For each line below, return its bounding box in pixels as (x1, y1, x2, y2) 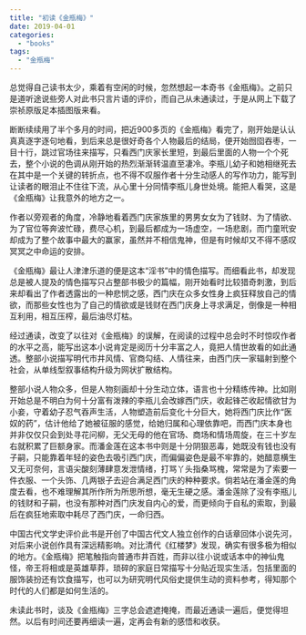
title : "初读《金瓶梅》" (9, 13, 94, 23)
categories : (9, 30, 55, 39)
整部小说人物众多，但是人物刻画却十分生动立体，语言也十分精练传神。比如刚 (9, 384, 297, 394)
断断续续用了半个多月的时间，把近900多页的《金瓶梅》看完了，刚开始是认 (9, 124, 289, 135)
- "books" (17, 38, 55, 48)
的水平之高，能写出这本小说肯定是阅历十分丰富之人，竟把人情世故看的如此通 (9, 342, 297, 352)
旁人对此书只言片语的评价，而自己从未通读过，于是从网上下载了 (56, 93, 297, 104)
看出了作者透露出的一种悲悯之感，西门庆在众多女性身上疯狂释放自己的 (25, 288, 289, 299)
